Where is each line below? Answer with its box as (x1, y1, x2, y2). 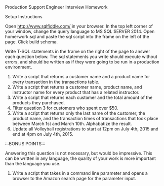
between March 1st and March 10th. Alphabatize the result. (12, 121, 132, 126)
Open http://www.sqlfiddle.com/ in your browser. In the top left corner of (5, 23, 153, 29)
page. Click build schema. (5, 39, 58, 45)
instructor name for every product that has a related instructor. (12, 90, 140, 95)
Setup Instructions (5, 14, 43, 19)
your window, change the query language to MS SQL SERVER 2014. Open (5, 29, 155, 34)
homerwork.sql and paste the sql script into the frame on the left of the (5, 34, 150, 39)
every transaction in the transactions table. (12, 79, 100, 85)
